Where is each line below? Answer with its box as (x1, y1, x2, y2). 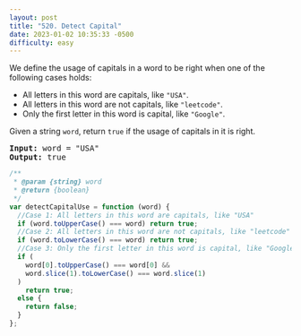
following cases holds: (9, 73, 92, 83)
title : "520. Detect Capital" (9, 22, 123, 30)
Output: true (9, 152, 67, 162)
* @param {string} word (13, 177, 102, 186)
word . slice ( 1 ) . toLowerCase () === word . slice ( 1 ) (25, 269, 206, 278)
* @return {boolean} (13, 185, 90, 194)
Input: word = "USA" (9, 143, 100, 153)
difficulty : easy (9, 38, 74, 47)
